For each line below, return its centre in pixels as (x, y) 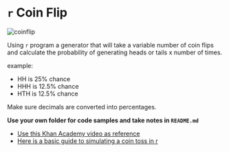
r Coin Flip (37, 13)
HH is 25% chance (44, 79)
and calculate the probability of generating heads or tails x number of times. (115, 52)
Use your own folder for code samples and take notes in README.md (103, 120)
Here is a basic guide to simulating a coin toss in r (87, 141)
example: (20, 65)
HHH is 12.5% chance (48, 86)
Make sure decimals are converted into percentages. (82, 107)
